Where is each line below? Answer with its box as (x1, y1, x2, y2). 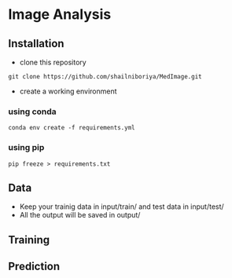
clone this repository (19, 57, 87, 67)
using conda (8, 106, 57, 117)
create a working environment (19, 86, 117, 96)
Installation (8, 37, 64, 50)
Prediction (8, 260, 61, 273)
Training (8, 233, 50, 247)
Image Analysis (8, 5, 112, 24)
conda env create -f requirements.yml (8, 124, 135, 132)
